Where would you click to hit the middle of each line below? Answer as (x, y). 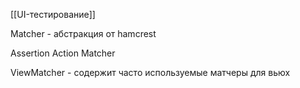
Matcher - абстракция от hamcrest (83, 33)
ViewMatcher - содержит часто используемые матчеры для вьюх (150, 72)
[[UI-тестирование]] (53, 14)
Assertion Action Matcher (63, 53)
